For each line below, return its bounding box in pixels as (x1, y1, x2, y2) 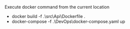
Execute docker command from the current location (4, 4, 109, 10)
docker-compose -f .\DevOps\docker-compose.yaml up (11, 19, 126, 24)
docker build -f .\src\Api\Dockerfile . (11, 14, 86, 19)
